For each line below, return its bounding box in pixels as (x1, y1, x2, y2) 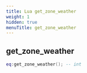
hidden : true (6, 19, 38, 25)
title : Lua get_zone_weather (6, 8, 77, 14)
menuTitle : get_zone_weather (6, 24, 77, 31)
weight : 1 (6, 14, 30, 20)
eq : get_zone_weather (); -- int (6, 61, 82, 67)
